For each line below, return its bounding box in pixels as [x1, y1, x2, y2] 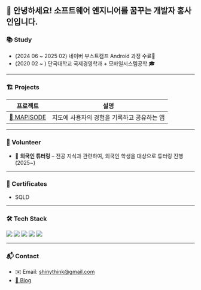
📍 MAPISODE [9, 113, 47, 121]
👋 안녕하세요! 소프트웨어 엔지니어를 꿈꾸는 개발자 [6, 5, 175, 16]
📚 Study [6, 35, 32, 44]
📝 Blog [14, 277, 32, 284]
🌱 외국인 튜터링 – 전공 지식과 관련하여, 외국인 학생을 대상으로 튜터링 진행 [14, 152, 184, 160]
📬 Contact [6, 252, 39, 260]
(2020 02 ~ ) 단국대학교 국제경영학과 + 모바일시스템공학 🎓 [14, 59, 156, 67]
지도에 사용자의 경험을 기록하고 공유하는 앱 [51, 113, 165, 122]
